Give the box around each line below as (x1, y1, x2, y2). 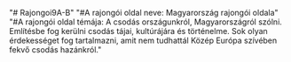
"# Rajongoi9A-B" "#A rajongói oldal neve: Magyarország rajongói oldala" (9, 8, 279, 17)
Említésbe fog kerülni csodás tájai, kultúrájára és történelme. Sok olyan (9, 26, 268, 36)
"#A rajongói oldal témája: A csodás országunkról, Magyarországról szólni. (9, 17, 282, 27)
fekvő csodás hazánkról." (9, 45, 102, 55)
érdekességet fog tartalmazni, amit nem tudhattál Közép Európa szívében (9, 35, 278, 45)
